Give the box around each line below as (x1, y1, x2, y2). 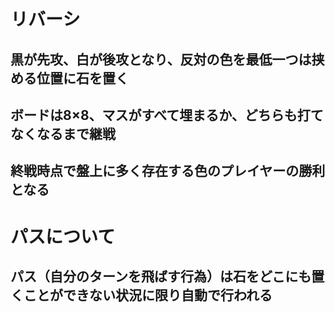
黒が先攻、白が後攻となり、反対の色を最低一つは (10, 51, 312, 68)
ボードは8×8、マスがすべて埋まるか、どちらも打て (10, 106, 324, 124)
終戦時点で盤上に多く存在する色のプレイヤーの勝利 (10, 163, 326, 180)
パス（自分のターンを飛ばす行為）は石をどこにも (10, 268, 312, 285)
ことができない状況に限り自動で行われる (23, 286, 273, 304)
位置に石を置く (36, 70, 129, 87)
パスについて (10, 225, 116, 248)
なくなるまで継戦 (10, 125, 116, 142)
